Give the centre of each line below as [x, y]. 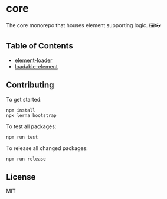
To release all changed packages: [47, 148]
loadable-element [36, 66]
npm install [21, 110]
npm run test [22, 137]
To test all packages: [31, 126]
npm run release [26, 159]
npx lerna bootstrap [32, 115]
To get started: [24, 99]
